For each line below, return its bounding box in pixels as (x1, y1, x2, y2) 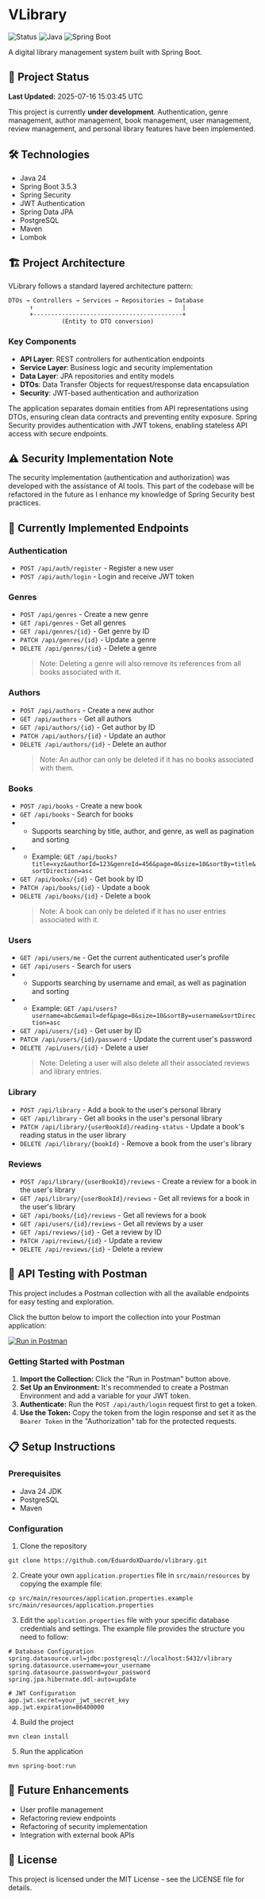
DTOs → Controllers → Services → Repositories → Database (8, 297, 204, 305)
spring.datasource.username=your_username (8, 1662, 151, 1670)
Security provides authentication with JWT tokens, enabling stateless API (8, 420, 248, 430)
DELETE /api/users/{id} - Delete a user (19, 1043, 149, 1052)
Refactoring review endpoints (19, 1813, 117, 1823)
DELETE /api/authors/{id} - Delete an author (19, 739, 167, 749)
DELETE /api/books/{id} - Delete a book (19, 891, 151, 901)
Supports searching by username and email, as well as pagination (31, 978, 248, 988)
